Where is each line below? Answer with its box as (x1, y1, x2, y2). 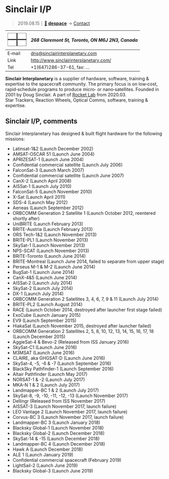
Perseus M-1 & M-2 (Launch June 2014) (12, 264, 96, 270)
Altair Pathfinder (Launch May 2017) (12, 371, 88, 377)
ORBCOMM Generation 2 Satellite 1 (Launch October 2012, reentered (12, 210, 156, 216)
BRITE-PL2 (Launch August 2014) (12, 301, 83, 307)
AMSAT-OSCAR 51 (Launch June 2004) (12, 151, 95, 157)
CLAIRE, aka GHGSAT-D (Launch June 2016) (12, 355, 105, 361)
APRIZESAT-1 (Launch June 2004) (12, 156, 84, 162)
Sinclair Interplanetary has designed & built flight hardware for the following (5, 130, 162, 136)
